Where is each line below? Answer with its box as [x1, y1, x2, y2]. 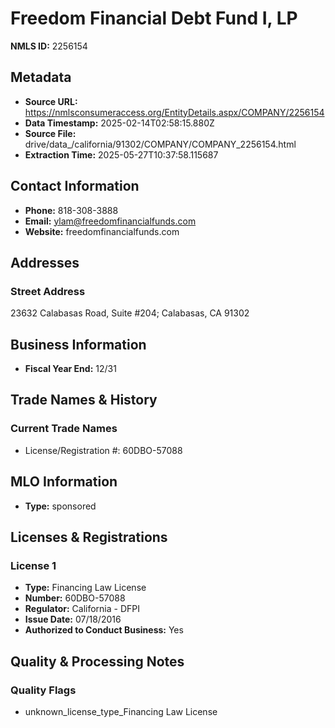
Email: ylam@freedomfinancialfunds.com [24, 215, 197, 227]
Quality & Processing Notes [10, 653, 185, 670]
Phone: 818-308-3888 [24, 204, 119, 216]
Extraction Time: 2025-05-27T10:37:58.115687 [24, 148, 219, 161]
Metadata [10, 69, 72, 86]
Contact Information [10, 178, 140, 195]
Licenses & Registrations [10, 528, 168, 546]
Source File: [24, 127, 77, 139]
